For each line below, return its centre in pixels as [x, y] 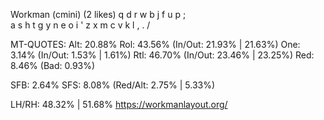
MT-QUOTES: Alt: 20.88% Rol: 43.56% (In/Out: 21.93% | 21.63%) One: [155, 44]
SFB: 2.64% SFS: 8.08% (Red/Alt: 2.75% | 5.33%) [113, 85]
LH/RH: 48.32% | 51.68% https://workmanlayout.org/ [119, 104]
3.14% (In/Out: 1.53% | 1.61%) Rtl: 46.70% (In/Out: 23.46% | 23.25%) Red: [162, 55]
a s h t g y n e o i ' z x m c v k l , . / [80, 25]
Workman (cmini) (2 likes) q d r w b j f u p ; [98, 14]
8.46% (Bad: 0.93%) [53, 65]
